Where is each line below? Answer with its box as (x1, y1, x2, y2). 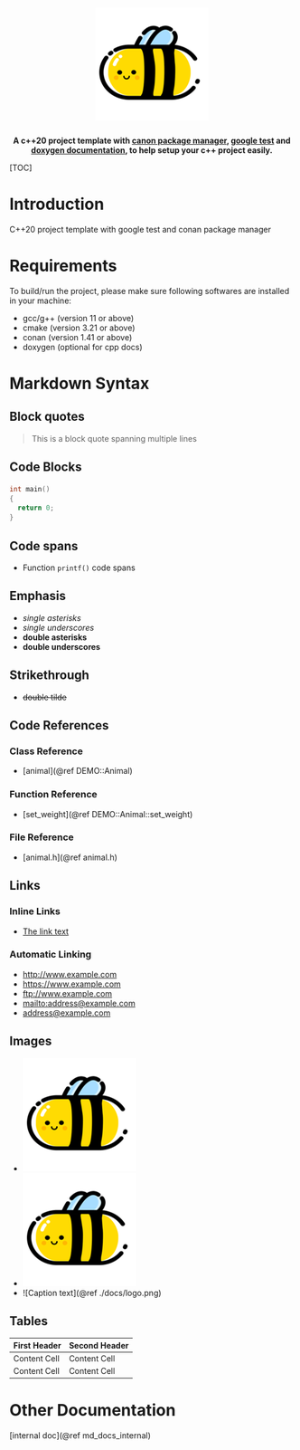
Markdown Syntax (9, 374, 150, 394)
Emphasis (9, 588, 66, 604)
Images (9, 1034, 52, 1049)
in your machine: (9, 295, 72, 306)
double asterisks (22, 632, 88, 643)
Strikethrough (9, 668, 90, 683)
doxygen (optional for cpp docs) (22, 341, 143, 352)
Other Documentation (9, 1400, 176, 1421)
